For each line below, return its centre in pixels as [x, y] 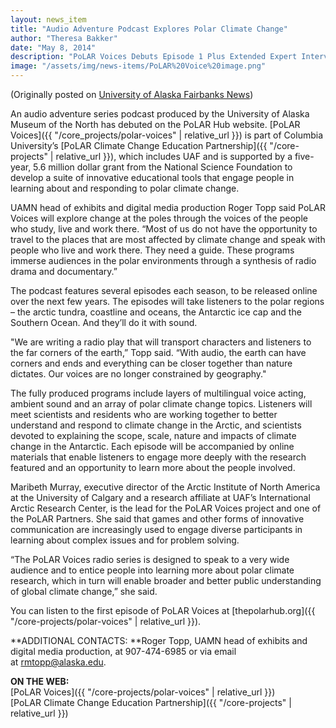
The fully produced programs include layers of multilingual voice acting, [158, 393]
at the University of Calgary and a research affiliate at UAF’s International [160, 497]
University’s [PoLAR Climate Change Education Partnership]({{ [139, 145]
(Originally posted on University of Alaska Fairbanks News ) [132, 94]
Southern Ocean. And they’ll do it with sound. [104, 322]
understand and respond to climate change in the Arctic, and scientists [156, 425]
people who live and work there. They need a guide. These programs [152, 250]
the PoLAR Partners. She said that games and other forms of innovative [157, 519]
